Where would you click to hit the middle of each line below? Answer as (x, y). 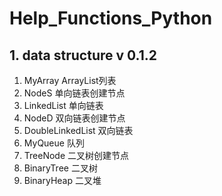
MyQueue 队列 (54, 143)
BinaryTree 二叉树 (60, 168)
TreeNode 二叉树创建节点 (76, 155)
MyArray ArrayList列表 (70, 80)
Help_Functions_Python (111, 18)
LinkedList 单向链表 (63, 105)
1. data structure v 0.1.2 (83, 55)
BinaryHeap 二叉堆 (62, 180)
